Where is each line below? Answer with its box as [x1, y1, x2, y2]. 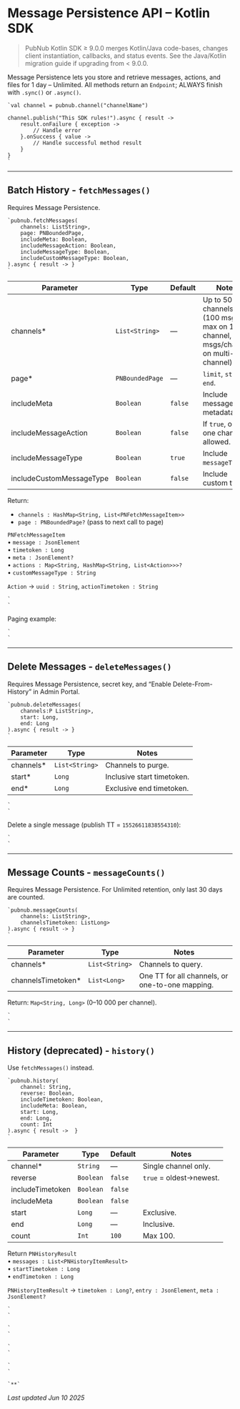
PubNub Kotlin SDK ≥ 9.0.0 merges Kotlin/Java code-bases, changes [24, 44, 229, 52]
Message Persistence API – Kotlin [7, 5, 211, 21]
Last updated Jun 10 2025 [7, 1393, 85, 1402]
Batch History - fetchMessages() [7, 184, 151, 196]
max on [202, 322, 228, 332]
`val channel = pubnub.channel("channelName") [7, 101, 149, 109]
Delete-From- [172, 679, 213, 688]
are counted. [7, 893, 45, 902]
